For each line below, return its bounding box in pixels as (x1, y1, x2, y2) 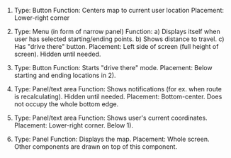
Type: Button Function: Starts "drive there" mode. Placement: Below (13, 64, 213, 72)
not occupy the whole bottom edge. (13, 100, 119, 108)
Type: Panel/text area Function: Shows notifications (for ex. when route (13, 85, 222, 93)
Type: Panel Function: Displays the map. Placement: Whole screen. (13, 135, 210, 143)
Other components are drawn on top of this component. (13, 142, 178, 151)
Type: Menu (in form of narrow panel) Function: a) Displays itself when (13, 28, 221, 35)
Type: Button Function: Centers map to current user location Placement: (13, 6, 225, 14)
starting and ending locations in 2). (13, 71, 116, 79)
